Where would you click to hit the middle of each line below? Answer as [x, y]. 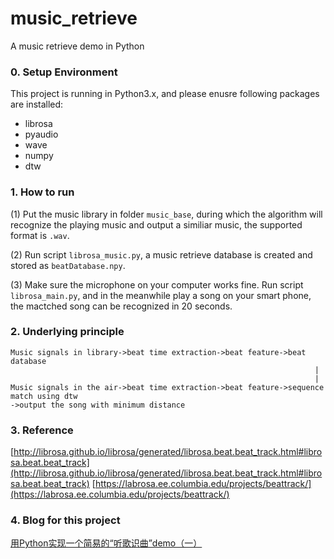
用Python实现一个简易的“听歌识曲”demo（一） [106, 543]
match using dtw [44, 396]
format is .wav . [40, 235]
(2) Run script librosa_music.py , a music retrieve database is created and [161, 254]
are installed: [37, 104]
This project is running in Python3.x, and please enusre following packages [165, 94]
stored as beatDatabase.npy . [68, 265]
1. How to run [42, 192]
